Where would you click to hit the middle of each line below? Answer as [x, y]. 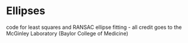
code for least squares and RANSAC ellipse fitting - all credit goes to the [94, 27]
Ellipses [26, 11]
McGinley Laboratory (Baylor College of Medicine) [67, 33]
